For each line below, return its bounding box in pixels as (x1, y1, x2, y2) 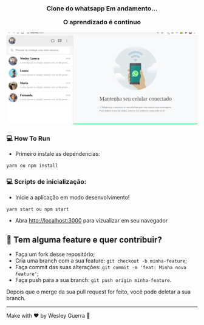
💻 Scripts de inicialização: (6, 178, 87, 186)
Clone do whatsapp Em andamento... (46, 4, 158, 13)
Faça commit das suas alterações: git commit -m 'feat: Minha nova (15, 264, 186, 271)
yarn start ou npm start (6, 206, 69, 212)
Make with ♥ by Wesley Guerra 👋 (6, 312, 90, 320)
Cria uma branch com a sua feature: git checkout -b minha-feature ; (15, 257, 187, 264)
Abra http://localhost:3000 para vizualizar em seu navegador (15, 217, 168, 224)
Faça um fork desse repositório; (15, 250, 95, 258)
